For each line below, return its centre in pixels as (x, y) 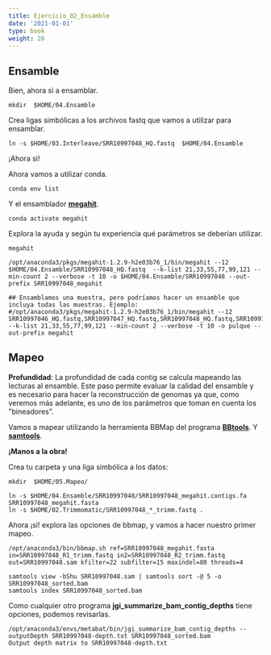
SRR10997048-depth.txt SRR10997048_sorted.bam (131, 636)
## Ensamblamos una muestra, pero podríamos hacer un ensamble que (124, 298)
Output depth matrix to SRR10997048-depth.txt (88, 643)
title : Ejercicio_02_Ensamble (59, 16)
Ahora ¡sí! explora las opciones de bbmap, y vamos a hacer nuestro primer (132, 524)
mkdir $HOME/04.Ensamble (52, 106)
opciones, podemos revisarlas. (59, 614)
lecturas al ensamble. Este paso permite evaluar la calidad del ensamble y (131, 386)
